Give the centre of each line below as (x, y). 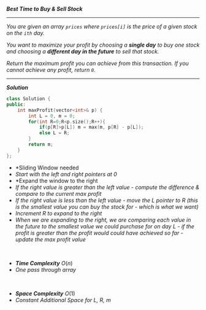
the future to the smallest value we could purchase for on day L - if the (105, 226)
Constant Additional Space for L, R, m (63, 300)
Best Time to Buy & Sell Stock (44, 9)
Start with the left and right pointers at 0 (66, 174)
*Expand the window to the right (56, 180)
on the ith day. (25, 33)
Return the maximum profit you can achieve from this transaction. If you (97, 63)
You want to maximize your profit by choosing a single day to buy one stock (103, 45)
